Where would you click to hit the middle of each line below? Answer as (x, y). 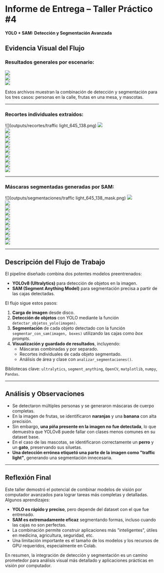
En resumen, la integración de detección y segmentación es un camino (76, 555)
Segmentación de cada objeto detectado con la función (69, 328)
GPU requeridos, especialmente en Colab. (54, 546)
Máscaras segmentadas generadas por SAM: (60, 187)
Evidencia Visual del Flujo (45, 48)
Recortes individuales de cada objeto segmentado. (71, 354)
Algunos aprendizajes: (28, 500)
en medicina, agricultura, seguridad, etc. (53, 535)
